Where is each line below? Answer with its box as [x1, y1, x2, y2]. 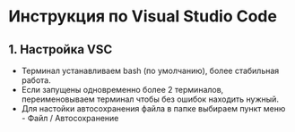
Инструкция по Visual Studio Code [8, 6, 277, 27]
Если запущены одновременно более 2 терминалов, [21, 85, 224, 95]
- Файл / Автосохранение [21, 113, 119, 123]
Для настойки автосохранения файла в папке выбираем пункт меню [21, 103, 286, 113]
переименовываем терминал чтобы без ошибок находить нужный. [21, 94, 280, 104]
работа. [21, 75, 51, 86]
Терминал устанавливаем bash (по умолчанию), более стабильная [21, 65, 280, 76]
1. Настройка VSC [8, 42, 113, 57]
